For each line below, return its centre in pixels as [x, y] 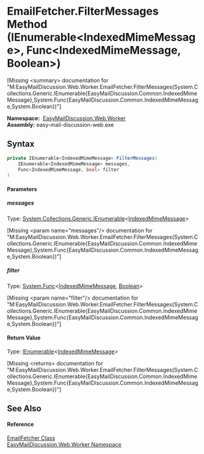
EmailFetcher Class [31, 438]
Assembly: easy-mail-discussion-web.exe [60, 124]
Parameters [22, 189]
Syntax [21, 144]
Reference [20, 424]
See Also [24, 409]
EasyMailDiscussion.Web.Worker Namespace [64, 444]
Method [27, 24]
